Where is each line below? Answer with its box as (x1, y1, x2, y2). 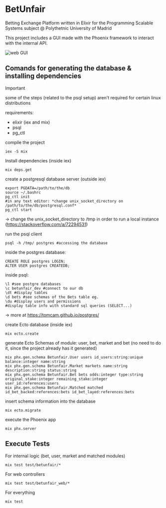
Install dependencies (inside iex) (5, 157, 72, 163)
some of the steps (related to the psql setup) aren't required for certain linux (5, 94, 161, 100)
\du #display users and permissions (5, 299, 81, 304)
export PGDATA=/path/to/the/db (5, 185, 70, 191)
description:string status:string (5, 367, 77, 373)
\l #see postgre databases (5, 282, 61, 287)
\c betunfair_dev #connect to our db (5, 286, 83, 291)
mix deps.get (5, 167, 32, 172)
